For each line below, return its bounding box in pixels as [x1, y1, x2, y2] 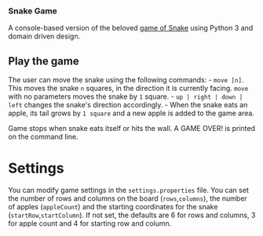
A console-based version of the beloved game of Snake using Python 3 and [8, 24, 254, 33]
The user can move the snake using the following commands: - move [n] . [8, 75, 244, 85]
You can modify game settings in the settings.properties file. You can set [8, 186, 249, 195]
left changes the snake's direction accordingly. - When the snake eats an [8, 100, 248, 110]
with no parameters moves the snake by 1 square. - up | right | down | [8, 92, 243, 101]
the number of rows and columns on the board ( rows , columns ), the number [8, 194, 247, 203]
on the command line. [8, 132, 79, 142]
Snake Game [8, 5, 57, 16]
